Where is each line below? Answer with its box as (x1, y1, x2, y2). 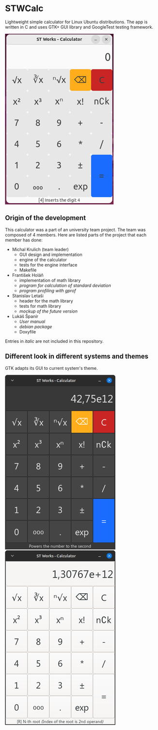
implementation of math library (19, 277, 81, 283)
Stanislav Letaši (12, 293, 44, 299)
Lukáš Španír (12, 313, 39, 319)
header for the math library (19, 298, 74, 303)
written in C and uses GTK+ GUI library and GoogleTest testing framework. (5, 24, 154, 30)
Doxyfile (19, 329, 36, 334)
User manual (19, 318, 46, 324)
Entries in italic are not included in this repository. (5, 338, 104, 344)
